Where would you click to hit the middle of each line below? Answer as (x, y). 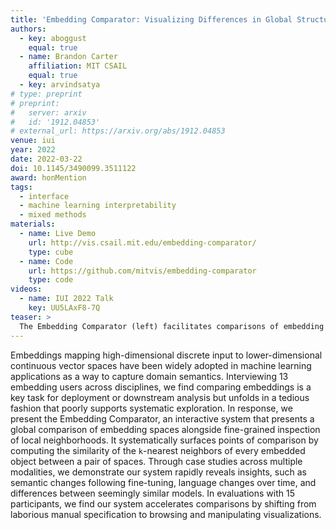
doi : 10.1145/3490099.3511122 (73, 168)
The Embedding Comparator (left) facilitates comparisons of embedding (172, 326)
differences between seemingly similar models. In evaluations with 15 (152, 493)
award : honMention (48, 177)
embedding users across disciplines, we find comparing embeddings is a (161, 387)
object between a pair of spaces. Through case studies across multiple (156, 461)
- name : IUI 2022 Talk (66, 299)
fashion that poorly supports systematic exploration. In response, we (151, 408)
